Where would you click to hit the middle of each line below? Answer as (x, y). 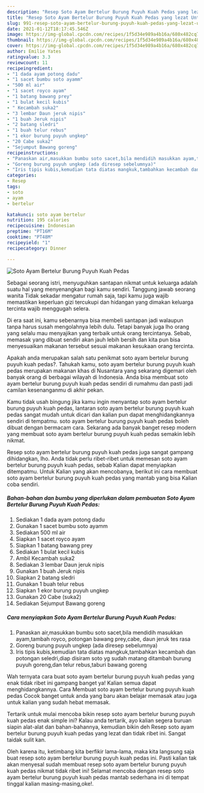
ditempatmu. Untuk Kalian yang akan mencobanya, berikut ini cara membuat (102, 471)
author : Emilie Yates (34, 52)
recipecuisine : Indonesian (41, 226)
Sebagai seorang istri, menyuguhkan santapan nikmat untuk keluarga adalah (102, 283)
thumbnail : (21, 40)
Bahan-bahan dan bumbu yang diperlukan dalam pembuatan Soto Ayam (101, 498)
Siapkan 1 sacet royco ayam (50, 539)
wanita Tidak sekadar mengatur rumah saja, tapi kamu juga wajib (88, 295)
